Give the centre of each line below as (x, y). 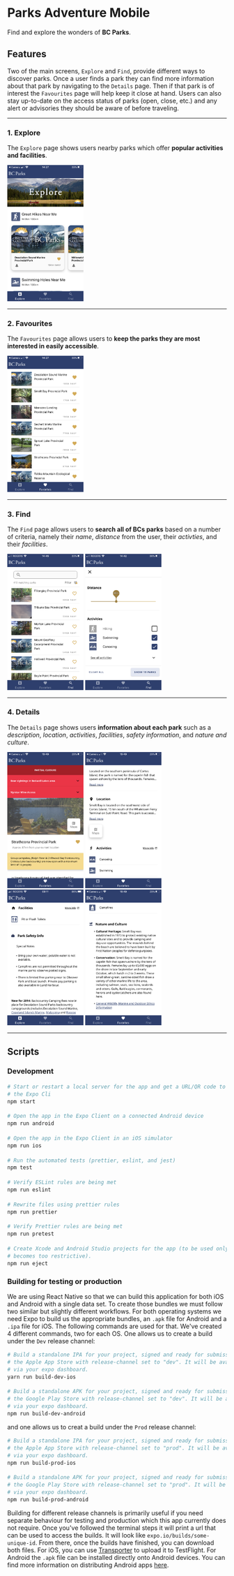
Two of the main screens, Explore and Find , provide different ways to (106, 71)
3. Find (19, 514)
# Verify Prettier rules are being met (65, 1227)
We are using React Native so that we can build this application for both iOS (116, 1296)
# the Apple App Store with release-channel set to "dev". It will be (112, 1362)
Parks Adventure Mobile (79, 13)
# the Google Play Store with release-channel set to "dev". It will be (115, 1399)
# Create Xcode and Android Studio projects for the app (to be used (110, 1249)
